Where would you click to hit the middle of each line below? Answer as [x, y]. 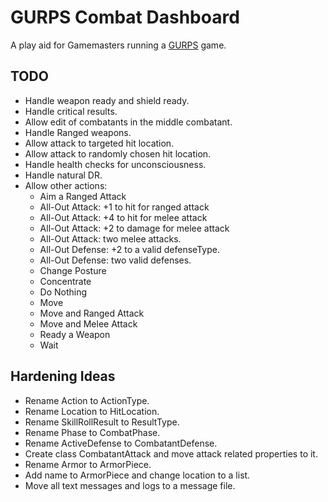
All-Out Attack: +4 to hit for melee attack [123, 217]
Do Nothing [63, 292]
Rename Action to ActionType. [87, 400]
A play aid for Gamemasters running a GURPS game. [118, 45]
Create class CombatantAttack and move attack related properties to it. [171, 453]
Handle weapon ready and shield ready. [107, 100]
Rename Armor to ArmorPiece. [88, 464]
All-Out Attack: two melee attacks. [110, 238]
